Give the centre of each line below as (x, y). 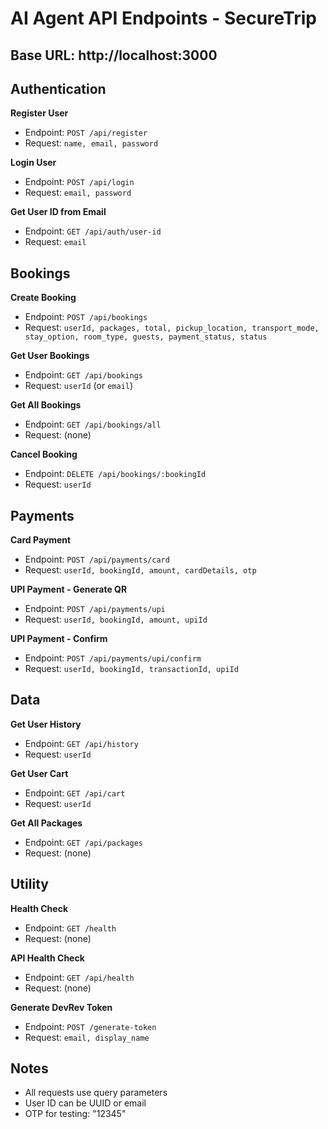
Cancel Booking (44, 454)
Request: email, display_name (87, 1037)
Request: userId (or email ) (79, 386)
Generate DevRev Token (61, 1007)
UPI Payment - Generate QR (69, 589)
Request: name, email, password (91, 143)
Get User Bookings (50, 356)
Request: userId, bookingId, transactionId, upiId (131, 669)
